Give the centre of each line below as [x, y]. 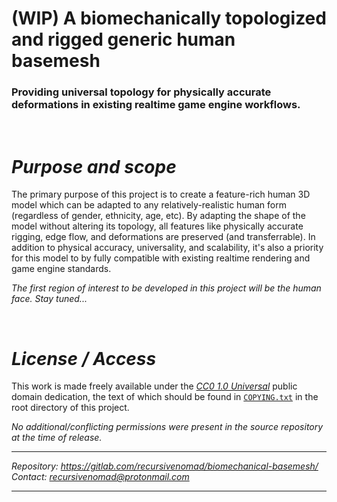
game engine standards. [61, 269]
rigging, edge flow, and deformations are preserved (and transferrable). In [163, 237]
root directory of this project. [70, 408]
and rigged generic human [123, 39]
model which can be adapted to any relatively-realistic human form [149, 205]
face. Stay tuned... [49, 299]
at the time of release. [57, 438]
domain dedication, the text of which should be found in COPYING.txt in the [165, 397]
